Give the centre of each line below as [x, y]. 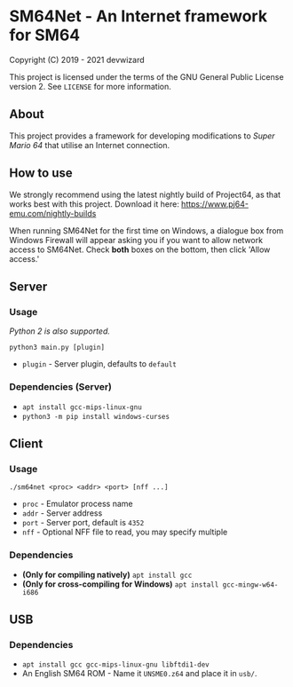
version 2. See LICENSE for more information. [90, 86]
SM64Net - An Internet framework [139, 16]
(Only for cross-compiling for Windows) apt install [120, 584]
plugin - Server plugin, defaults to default [99, 364]
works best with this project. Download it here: [94, 204]
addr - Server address [62, 513]
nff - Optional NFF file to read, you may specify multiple [125, 532]
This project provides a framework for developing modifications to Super [142, 136]
